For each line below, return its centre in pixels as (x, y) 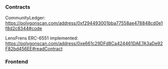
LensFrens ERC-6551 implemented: (42, 38)
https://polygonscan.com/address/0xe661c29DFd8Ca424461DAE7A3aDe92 (84, 43)
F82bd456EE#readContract (34, 49)
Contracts (18, 7)
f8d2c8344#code (24, 28)
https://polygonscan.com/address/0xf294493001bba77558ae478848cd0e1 (84, 23)
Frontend (17, 62)
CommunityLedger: (25, 18)
